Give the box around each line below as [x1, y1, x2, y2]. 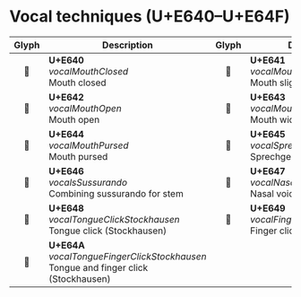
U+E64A [48, 239, 85, 251]
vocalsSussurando [48, 176, 128, 188]
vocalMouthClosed [48, 65, 129, 77]
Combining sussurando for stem [48, 187, 184, 199]
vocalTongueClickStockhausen [48, 213, 181, 225]
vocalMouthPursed [48, 139, 129, 152]
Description [101, 39, 154, 51]
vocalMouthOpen [48, 101, 123, 114]
